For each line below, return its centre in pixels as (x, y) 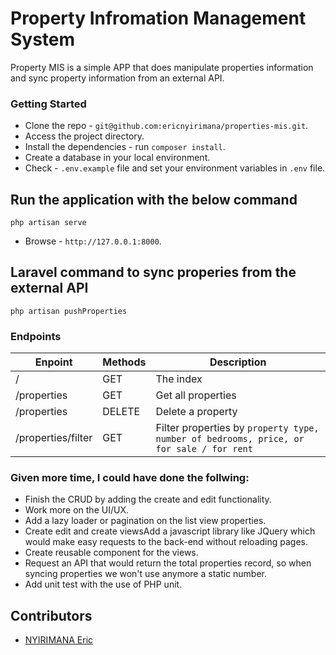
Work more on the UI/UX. (76, 510)
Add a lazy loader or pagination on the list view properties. (145, 521)
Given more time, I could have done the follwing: (130, 478)
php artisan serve (48, 223)
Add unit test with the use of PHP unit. (103, 584)
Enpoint (53, 362)
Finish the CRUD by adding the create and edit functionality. (148, 499)
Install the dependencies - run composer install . (125, 147)
